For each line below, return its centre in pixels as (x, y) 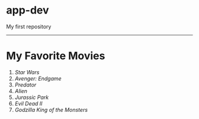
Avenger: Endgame (38, 78)
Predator (25, 85)
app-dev (28, 10)
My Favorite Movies (56, 56)
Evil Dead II (28, 103)
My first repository (29, 27)
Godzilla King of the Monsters (51, 110)
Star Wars (27, 72)
